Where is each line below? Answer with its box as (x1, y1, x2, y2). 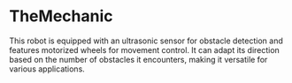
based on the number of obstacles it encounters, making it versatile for (9, 54, 268, 64)
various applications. (9, 64, 86, 74)
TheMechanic (9, 6, 113, 26)
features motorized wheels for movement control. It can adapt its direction (9, 44, 280, 55)
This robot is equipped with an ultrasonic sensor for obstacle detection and (9, 35, 283, 46)
